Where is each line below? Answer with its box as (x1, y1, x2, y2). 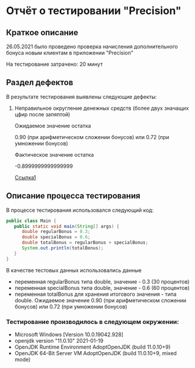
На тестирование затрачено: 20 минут (6, 60, 103, 67)
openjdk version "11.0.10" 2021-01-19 (14, 337, 104, 344)
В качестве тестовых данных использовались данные (6, 266, 142, 274)
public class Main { (6, 218, 57, 224)
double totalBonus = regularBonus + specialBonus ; (21, 239, 149, 246)
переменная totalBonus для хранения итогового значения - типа (14, 291, 177, 298)
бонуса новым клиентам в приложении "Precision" (6, 49, 134, 56)
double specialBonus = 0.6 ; (21, 234, 91, 240)
